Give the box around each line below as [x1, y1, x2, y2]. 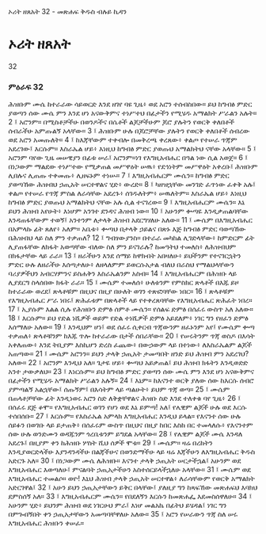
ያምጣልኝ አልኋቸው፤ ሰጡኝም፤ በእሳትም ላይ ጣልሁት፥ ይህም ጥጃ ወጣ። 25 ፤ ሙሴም [8, 384, 230, 395]
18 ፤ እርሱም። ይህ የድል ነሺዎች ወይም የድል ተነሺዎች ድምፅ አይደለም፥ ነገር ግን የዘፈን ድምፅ [8, 313, 249, 323]
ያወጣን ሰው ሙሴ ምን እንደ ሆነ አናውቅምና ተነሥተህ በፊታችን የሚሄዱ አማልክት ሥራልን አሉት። [8, 109, 257, 118]
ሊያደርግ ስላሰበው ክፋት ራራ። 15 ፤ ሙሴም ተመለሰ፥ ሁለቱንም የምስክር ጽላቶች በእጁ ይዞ [8, 277, 239, 288]
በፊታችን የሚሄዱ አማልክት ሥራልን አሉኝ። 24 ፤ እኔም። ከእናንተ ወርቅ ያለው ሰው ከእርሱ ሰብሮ [8, 376, 255, 385]
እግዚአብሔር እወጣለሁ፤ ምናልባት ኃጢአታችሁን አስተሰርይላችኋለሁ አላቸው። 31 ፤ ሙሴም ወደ [8, 465, 252, 475]
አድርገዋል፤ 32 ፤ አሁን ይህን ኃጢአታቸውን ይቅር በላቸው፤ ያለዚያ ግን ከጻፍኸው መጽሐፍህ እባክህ [8, 483, 258, 492]
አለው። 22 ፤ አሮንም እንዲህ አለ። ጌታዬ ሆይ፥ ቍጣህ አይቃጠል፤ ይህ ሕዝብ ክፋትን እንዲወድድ [8, 358, 249, 368]
